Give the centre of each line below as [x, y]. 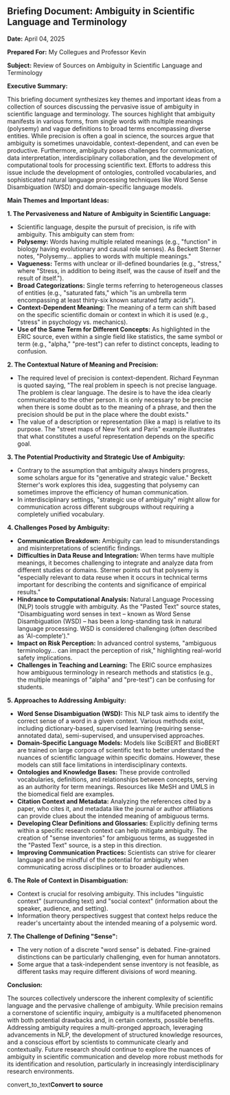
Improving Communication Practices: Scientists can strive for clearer [116, 852]
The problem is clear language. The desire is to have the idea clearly [114, 392]
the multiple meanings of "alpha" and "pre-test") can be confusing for [116, 680]
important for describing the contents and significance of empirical [112, 585]
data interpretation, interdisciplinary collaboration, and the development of [112, 158]
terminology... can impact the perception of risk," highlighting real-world [119, 650]
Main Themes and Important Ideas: [58, 200]
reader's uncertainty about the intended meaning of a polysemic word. [117, 923]
